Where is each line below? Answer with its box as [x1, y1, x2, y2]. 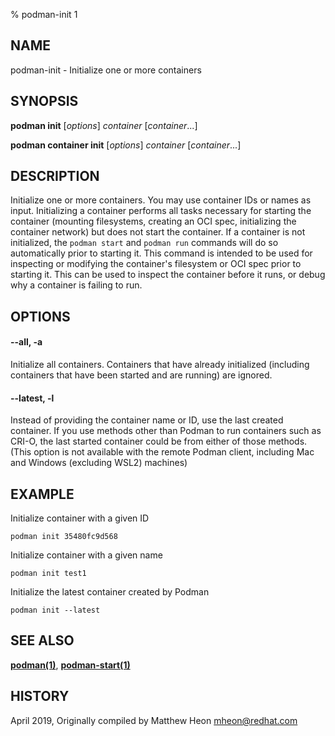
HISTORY [10, 688, 70, 705]
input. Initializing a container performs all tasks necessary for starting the [10, 205, 312, 217]
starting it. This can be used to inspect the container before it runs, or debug [10, 269, 326, 281]
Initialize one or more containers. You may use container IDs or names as [10, 194, 312, 206]
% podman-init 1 [10, 9, 78, 20]
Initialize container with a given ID [10, 512, 150, 524]
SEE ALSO [10, 632, 75, 649]
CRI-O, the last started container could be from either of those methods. [10, 435, 308, 448]
